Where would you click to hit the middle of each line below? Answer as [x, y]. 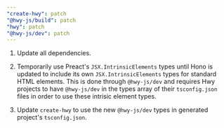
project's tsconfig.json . [52, 118]
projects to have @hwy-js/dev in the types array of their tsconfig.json [117, 89]
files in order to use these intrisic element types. [86, 97]
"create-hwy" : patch [37, 14]
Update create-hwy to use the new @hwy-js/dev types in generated [112, 110]
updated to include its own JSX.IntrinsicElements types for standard [117, 74]
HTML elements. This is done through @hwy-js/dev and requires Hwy [116, 82]
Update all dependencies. [54, 53]
